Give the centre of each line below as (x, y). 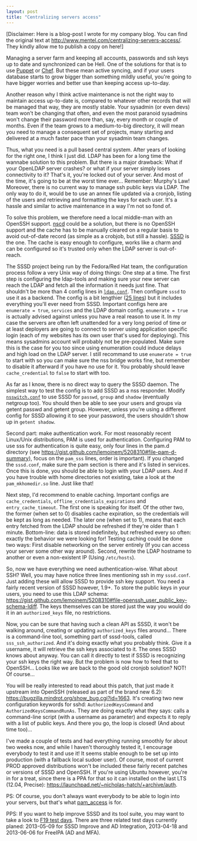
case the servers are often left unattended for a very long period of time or (96, 322)
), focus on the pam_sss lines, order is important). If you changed (106, 458)
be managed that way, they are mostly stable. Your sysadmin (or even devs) (98, 107)
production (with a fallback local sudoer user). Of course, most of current (95, 759)
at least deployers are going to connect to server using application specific (97, 329)
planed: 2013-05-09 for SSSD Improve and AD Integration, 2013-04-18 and (97, 826)
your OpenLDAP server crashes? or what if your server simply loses (88, 168)
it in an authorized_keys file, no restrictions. (59, 612)
